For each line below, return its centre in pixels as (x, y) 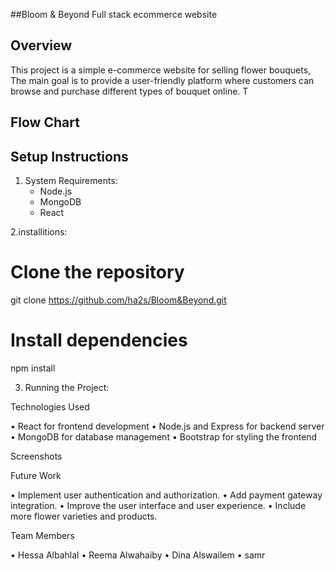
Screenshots (36, 456)
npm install (33, 368)
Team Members (42, 535)
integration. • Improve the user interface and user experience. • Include (158, 505)
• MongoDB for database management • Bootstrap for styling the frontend (164, 436)
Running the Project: (67, 387)
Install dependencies (99, 340)
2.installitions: (39, 232)
